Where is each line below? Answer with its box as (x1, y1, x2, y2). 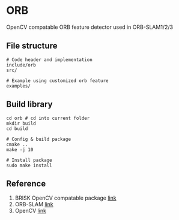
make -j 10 (6, 146, 34, 153)
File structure (6, 41, 58, 51)
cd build (6, 125, 28, 132)
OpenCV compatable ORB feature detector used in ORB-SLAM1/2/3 (6, 23, 173, 31)
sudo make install (6, 162, 52, 168)
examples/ (6, 83, 31, 89)
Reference (6, 178, 46, 189)
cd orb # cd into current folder (6, 115, 90, 121)
